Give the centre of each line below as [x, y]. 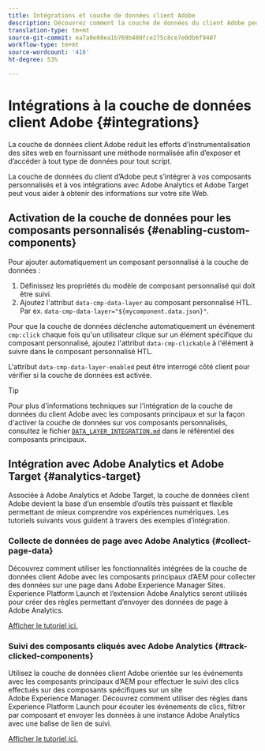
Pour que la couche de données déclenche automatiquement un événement [131, 326]
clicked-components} [51, 655]
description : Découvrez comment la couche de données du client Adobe [127, 23]
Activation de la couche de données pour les [120, 218]
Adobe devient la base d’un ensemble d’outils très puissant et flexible [121, 504]
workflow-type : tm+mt [44, 45]
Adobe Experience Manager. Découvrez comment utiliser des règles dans [128, 698]
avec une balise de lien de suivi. [60, 723]
